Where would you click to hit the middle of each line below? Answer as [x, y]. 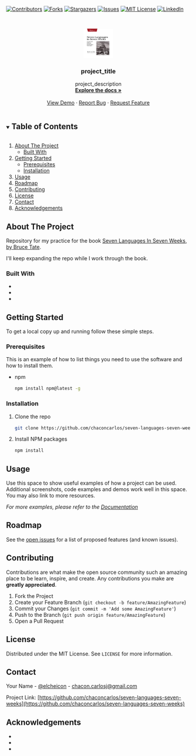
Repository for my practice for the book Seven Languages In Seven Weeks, [97, 240]
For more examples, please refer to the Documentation [72, 507]
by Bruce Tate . [24, 247]
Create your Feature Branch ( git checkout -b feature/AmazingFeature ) [100, 602]
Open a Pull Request [39, 621]
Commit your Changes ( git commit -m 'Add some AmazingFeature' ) [95, 609]
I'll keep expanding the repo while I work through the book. [77, 258]
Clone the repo [32, 416]
